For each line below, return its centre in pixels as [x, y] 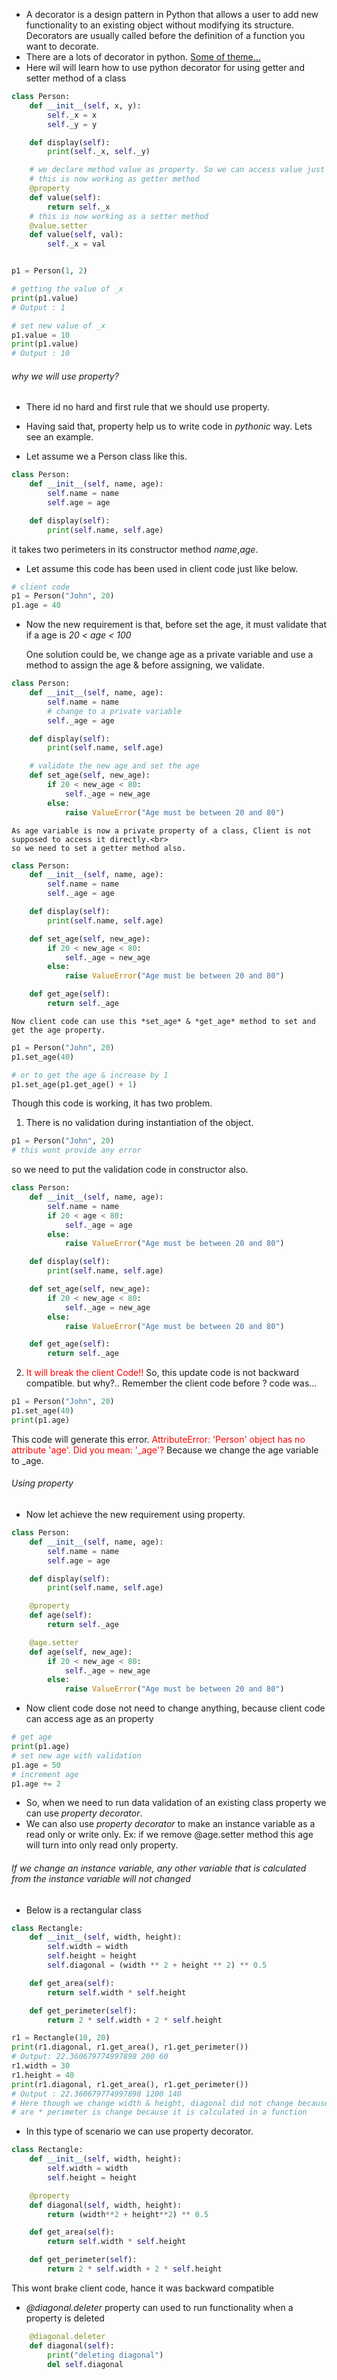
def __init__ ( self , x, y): [85, 105]
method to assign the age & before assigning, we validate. [145, 665]
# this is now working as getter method [114, 179]
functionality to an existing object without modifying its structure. [159, 25]
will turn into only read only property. [102, 1845]
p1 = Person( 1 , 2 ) [49, 271]
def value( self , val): [76, 235]
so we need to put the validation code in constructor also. [130, 1170]
